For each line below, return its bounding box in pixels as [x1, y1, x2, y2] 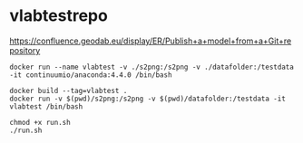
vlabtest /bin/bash [9, 101, 83, 111]
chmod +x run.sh [9, 118, 71, 127]
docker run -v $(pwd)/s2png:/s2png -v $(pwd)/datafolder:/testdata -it [9, 94, 286, 103]
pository [9, 44, 41, 55]
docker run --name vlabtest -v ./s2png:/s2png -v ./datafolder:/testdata [9, 62, 295, 71]
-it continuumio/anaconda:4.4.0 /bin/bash [9, 70, 172, 80]
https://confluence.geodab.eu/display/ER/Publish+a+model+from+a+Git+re [9, 35, 292, 46]
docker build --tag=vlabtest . [9, 86, 128, 95]
